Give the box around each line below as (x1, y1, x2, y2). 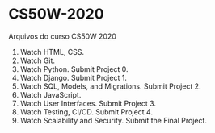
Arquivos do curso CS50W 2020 (8, 31, 117, 41)
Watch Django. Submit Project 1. (19, 73, 128, 82)
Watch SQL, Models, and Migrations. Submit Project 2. (19, 81, 201, 91)
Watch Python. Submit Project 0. (19, 64, 129, 73)
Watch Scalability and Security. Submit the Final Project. (19, 115, 208, 125)
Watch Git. (19, 56, 55, 65)
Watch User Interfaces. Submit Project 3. (19, 98, 156, 108)
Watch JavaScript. (19, 89, 82, 99)
